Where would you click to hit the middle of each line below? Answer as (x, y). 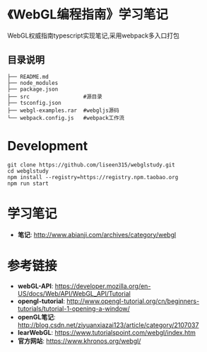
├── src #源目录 (55, 96)
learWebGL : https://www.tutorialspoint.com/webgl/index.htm (107, 332)
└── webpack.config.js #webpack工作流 (66, 118)
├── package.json (33, 89)
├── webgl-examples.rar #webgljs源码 (63, 110)
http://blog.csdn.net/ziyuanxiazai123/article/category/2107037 (108, 325)
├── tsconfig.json (34, 103)
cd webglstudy (28, 171)
